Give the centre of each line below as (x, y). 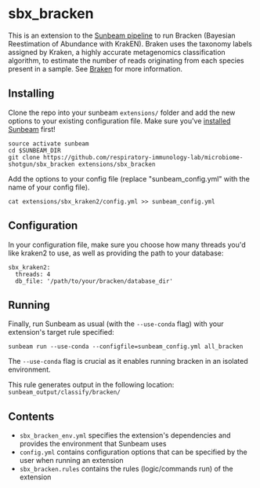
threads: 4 (33, 274)
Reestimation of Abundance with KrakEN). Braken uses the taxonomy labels (130, 43)
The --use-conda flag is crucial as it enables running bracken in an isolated (128, 361)
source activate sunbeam (49, 143)
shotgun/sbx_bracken (42, 164)
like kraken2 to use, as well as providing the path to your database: (116, 253)
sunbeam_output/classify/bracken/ (65, 393)
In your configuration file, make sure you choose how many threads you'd (127, 244)
